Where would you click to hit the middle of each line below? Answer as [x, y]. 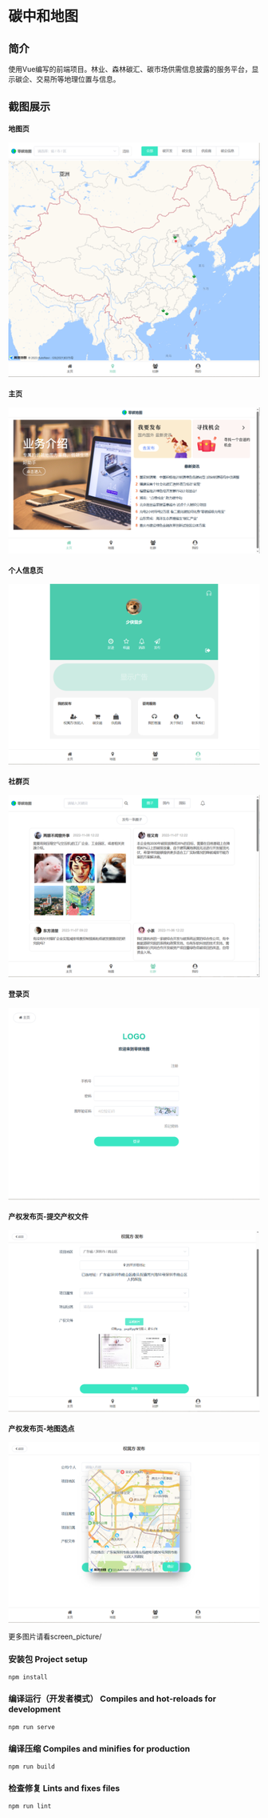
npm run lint [30, 1806]
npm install [28, 1677]
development [35, 1709]
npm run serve [32, 1727]
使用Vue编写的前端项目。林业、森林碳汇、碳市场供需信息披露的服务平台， [130, 69]
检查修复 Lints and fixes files [64, 1788]
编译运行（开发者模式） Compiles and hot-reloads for [112, 1699]
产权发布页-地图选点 [41, 1428]
